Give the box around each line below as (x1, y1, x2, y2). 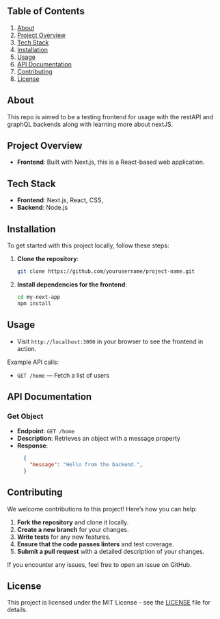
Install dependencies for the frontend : (16, 280, 128, 289)
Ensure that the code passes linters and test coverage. (16, 539, 174, 548)
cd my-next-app (16, 293, 61, 300)
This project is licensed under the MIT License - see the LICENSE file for (7, 598, 210, 607)
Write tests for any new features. (16, 533, 111, 541)
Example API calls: (7, 358, 59, 366)
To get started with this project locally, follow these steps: (7, 241, 169, 250)
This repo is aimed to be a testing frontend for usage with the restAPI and (7, 112, 214, 121)
